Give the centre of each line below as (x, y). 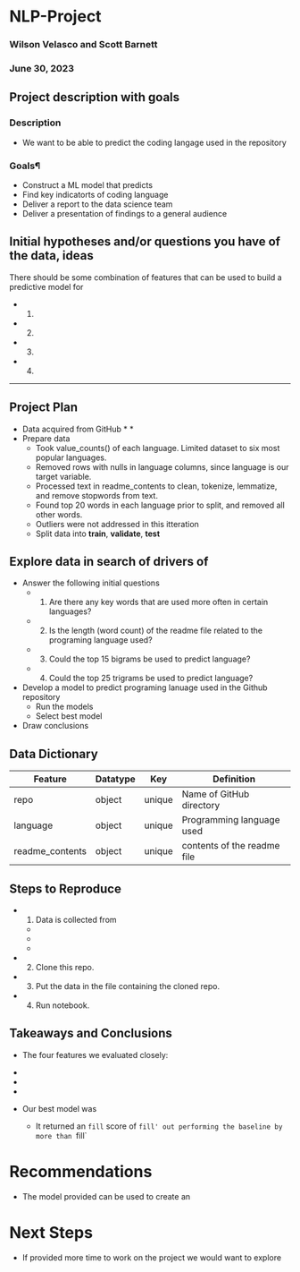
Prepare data (46, 438)
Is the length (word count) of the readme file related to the (156, 631)
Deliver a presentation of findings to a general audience (125, 214)
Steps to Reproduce (66, 888)
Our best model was (59, 1108)
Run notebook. (62, 1005)
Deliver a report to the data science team (97, 204)
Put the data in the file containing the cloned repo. (128, 986)
